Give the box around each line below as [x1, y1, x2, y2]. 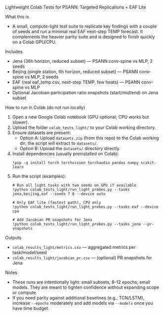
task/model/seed [12, 249, 47, 255]
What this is [5, 14, 29, 19]
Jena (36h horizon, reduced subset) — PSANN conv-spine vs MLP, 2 [12, 58, 153, 64]
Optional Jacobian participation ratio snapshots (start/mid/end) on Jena [12, 90, 159, 95]
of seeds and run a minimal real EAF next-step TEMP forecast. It [12, 29, 143, 34]
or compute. [12, 290, 38, 295]
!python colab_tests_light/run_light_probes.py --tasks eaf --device [12, 204, 159, 209]
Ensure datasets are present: [12, 130, 71, 135]
